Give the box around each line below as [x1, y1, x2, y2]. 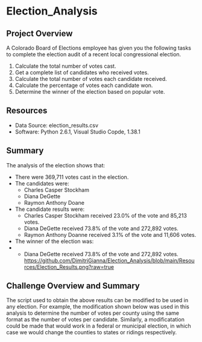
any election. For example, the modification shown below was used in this [6, 303, 190, 311]
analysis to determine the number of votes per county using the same [6, 309, 180, 317]
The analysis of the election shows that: [6, 161, 106, 169]
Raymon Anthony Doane [24, 199, 84, 206]
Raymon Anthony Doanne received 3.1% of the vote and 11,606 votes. [24, 231, 197, 238]
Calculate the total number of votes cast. [14, 62, 116, 69]
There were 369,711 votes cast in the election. [14, 173, 129, 181]
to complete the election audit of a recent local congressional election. [6, 51, 181, 58]
